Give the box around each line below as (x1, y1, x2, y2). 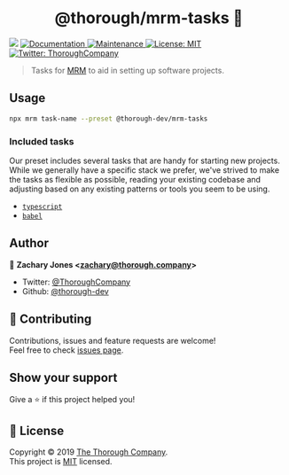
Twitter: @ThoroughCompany (21, 276, 131, 287)
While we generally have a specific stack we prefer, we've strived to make (9, 164, 280, 175)
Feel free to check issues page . (9, 345, 124, 355)
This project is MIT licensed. (9, 456, 113, 467)
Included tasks (9, 135, 74, 147)
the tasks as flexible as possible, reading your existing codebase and (9, 174, 262, 184)
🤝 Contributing (9, 312, 92, 327)
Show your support (9, 370, 118, 385)
